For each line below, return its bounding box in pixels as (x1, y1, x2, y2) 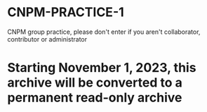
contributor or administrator (7, 35, 88, 43)
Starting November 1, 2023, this (7, 60, 196, 76)
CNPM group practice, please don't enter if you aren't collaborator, (7, 27, 201, 36)
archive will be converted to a (7, 75, 182, 91)
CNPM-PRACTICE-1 (7, 4, 124, 20)
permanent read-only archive (7, 89, 182, 106)
